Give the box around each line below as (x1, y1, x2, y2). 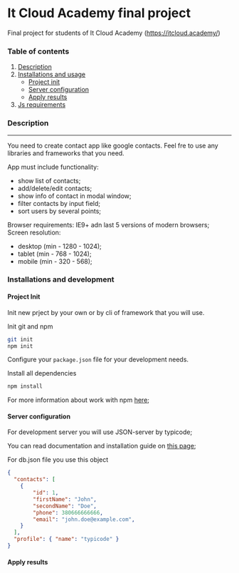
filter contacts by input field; (17, 199, 101, 207)
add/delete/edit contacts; (17, 184, 92, 192)
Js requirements (17, 100, 66, 109)
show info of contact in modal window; (17, 191, 132, 200)
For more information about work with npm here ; (7, 396, 150, 404)
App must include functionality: (7, 162, 99, 171)
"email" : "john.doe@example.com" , (33, 515, 135, 523)
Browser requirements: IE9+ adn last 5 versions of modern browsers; (7, 220, 210, 229)
